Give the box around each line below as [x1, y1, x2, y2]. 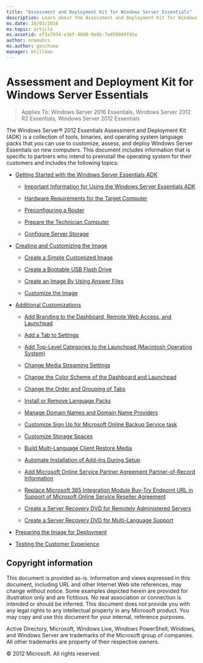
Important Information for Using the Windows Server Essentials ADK [24, 183, 196, 190]
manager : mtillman [6, 49, 53, 55]
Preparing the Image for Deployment [15, 528, 107, 535]
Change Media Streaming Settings [24, 361, 111, 368]
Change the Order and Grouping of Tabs [24, 385, 126, 392]
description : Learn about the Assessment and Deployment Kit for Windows [6, 15, 198, 21]
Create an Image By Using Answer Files [24, 277, 124, 285]
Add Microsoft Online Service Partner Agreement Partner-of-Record [24, 468, 196, 475]
